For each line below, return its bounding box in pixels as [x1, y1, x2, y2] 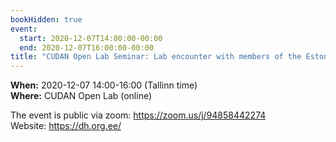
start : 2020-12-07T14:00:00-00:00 [19, 33, 163, 43]
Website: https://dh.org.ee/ [10, 120, 122, 132]
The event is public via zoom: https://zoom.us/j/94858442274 [10, 109, 267, 121]
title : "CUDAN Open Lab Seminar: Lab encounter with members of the [10, 52, 302, 62]
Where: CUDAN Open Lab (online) [10, 90, 153, 102]
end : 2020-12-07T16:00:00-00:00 [19, 42, 155, 53]
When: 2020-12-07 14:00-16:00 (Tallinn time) [10, 79, 198, 91]
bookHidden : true [10, 14, 83, 25]
